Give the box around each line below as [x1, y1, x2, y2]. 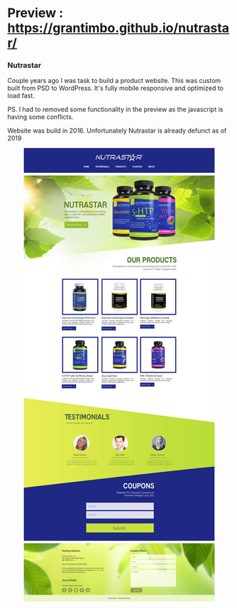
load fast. [7, 91, 35, 100]
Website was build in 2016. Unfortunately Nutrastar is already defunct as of [7, 126, 227, 135]
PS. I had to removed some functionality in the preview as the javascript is [7, 105, 224, 114]
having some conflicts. [7, 113, 74, 121]
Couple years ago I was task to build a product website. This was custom [7, 77, 221, 85]
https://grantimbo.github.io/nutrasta [7, 20, 229, 36]
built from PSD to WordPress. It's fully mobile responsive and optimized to [7, 84, 224, 93]
